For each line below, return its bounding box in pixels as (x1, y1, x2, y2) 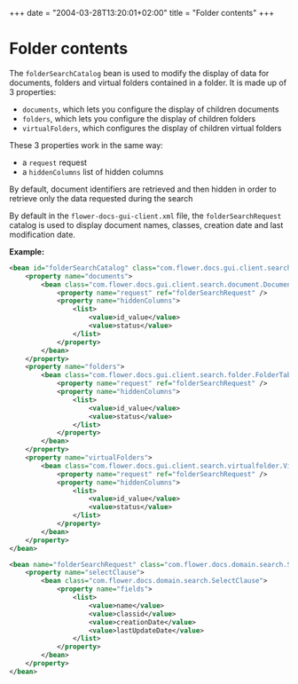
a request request (21, 157, 87, 168)
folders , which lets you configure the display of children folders (21, 113, 256, 123)
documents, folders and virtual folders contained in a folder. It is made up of (9, 77, 286, 88)
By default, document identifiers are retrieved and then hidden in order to (9, 184, 277, 194)
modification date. (9, 229, 75, 240)
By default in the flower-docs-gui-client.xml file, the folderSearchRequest (9, 210, 282, 221)
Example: (9, 246, 45, 256)
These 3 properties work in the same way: (9, 139, 164, 150)
